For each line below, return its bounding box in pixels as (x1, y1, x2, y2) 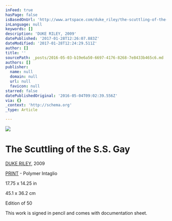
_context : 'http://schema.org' (5, 103, 72, 108)
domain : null (10, 74, 38, 79)
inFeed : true (5, 7, 33, 13)
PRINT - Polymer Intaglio (5, 170, 58, 176)
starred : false (5, 88, 38, 94)
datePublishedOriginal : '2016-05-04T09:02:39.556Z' (5, 93, 118, 98)
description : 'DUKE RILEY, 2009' (5, 31, 77, 36)
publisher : (5, 64, 29, 70)
